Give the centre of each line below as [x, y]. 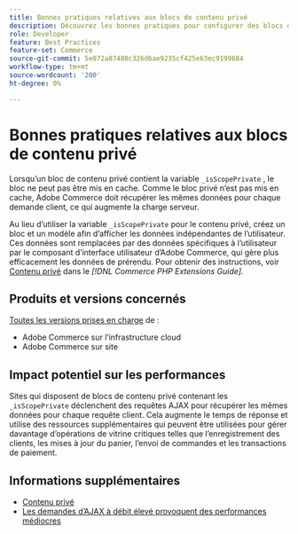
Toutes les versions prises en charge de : [84, 320]
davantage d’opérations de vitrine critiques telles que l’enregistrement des [145, 434]
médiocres [42, 521]
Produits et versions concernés [98, 298]
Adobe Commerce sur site [70, 347]
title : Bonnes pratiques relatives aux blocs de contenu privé [129, 17]
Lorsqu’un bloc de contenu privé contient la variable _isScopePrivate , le [142, 178]
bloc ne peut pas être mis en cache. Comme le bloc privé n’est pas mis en [144, 188]
